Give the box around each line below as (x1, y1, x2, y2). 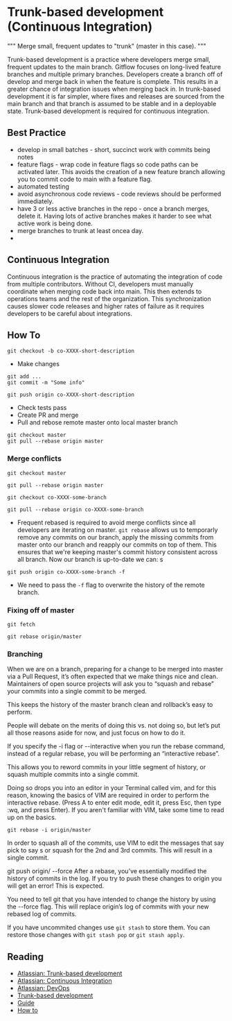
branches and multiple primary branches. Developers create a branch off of (7, 70, 223, 78)
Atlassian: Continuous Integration (17, 977, 112, 985)
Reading (7, 951, 44, 963)
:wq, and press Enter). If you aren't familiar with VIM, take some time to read (7, 806, 224, 814)
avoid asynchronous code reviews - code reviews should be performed (17, 189, 222, 198)
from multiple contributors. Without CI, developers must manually (7, 280, 194, 288)
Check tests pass (17, 404, 67, 412)
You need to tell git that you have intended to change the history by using (7, 895, 216, 904)
